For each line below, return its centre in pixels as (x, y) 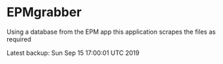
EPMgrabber (44, 12)
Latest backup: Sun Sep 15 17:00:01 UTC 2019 (73, 53)
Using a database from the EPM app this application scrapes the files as (111, 32)
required (19, 39)
